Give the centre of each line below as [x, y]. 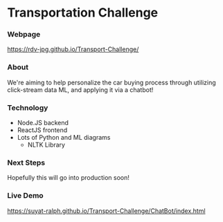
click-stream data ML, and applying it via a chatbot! [80, 90]
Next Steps [26, 163]
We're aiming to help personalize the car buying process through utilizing [111, 82]
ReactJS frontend [42, 130]
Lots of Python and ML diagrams [64, 138]
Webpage [24, 35]
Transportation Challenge [83, 13]
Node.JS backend [43, 123]
